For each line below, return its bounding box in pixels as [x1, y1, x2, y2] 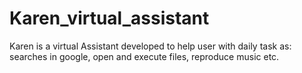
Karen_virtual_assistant [9, 7, 210, 30]
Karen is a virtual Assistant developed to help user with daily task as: [9, 40, 292, 52]
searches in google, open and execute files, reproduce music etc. [9, 50, 280, 62]
